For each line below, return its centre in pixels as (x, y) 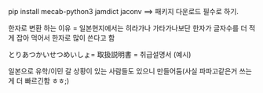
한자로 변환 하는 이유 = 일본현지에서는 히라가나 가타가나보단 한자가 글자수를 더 (128, 28)
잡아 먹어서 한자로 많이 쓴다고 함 (66, 38)
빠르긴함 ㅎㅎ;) (47, 81)
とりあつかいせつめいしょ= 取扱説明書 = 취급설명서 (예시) (100, 54)
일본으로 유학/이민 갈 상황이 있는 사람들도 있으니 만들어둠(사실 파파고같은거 (123, 71)
